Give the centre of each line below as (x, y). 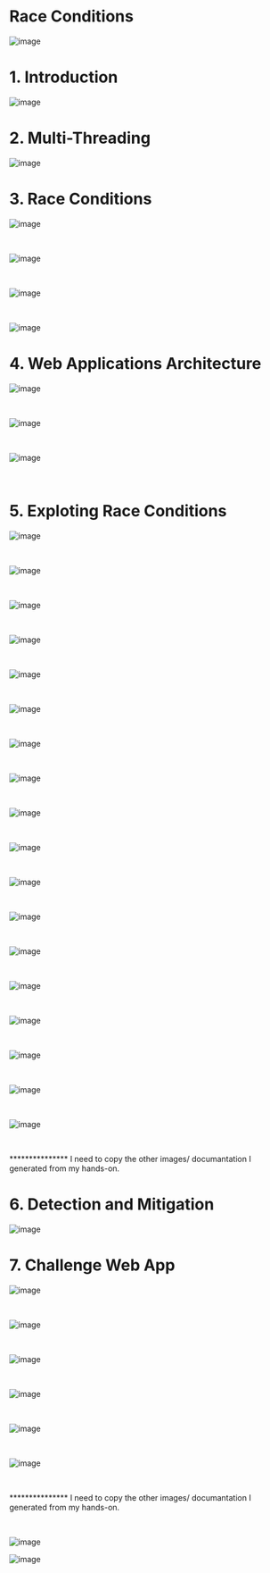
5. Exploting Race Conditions (118, 510)
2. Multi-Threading (80, 138)
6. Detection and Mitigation (112, 1204)
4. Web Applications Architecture (135, 363)
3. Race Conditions (81, 199)
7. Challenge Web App (92, 1265)
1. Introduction (64, 77)
